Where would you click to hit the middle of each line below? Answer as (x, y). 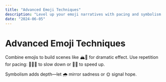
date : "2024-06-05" (25, 19)
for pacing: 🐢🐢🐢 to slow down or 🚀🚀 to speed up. (55, 64)
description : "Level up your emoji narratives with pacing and (72, 14)
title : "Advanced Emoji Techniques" (43, 10)
